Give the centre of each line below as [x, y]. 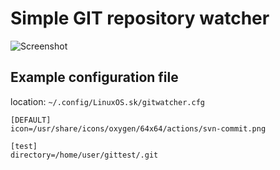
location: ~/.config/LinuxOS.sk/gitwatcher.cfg [107, 101]
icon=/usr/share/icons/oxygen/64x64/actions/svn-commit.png [138, 128]
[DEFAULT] [31, 120]
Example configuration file [94, 77]
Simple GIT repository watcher [140, 18]
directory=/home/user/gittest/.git [84, 155]
